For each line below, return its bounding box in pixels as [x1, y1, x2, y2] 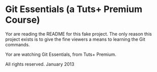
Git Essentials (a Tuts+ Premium [5, 4, 143, 15]
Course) [5, 14, 41, 26]
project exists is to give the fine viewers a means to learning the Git [5, 36, 145, 42]
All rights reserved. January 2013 [5, 61, 74, 67]
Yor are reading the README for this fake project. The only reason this [5, 31, 152, 37]
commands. [5, 41, 30, 47]
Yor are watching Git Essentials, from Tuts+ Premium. [5, 51, 116, 57]
